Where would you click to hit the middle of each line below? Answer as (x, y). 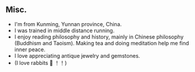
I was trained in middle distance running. (64, 30)
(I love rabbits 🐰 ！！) (40, 62)
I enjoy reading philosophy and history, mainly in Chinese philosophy (99, 37)
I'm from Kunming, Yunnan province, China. (68, 24)
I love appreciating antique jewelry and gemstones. (77, 55)
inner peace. (30, 49)
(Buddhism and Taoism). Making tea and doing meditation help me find (102, 43)
